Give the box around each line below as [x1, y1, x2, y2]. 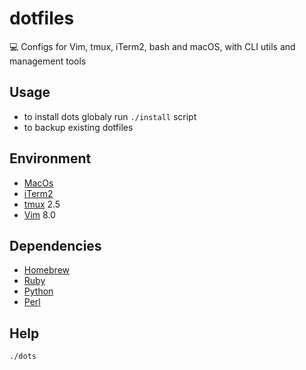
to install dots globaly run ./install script [23, 110, 197, 122]
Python [23, 285, 54, 297]
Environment [9, 150, 92, 167]
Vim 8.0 [23, 208, 56, 221]
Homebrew [23, 264, 70, 276]
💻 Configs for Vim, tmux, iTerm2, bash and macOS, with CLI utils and [9, 40, 296, 52]
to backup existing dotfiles [23, 121, 134, 133]
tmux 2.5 [23, 198, 61, 210]
